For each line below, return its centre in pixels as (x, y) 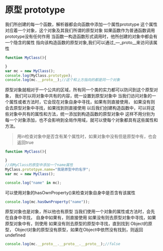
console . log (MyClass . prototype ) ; (39, 76)
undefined (15, 235)
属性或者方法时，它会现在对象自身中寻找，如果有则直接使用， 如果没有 (80, 102)
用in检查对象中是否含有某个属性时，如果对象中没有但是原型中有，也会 (87, 137)
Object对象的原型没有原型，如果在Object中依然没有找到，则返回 (79, 230)
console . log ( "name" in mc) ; (33, 183)
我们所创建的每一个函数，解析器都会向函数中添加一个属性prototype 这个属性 (81, 24)
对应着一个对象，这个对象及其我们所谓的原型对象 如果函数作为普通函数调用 (80, 30)
